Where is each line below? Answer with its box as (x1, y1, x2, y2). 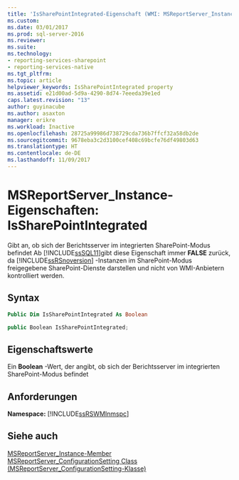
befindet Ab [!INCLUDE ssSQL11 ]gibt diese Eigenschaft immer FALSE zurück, (7, 248, 231, 257)
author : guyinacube (7, 103, 65, 111)
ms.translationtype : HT (7, 143, 78, 150)
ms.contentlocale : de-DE (7, 150, 81, 157)
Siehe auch (7, 430, 58, 442)
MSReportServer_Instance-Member (7, 449, 112, 457)
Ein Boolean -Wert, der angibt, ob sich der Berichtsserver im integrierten (7, 362, 221, 371)
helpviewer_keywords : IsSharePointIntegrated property (7, 83, 174, 91)
